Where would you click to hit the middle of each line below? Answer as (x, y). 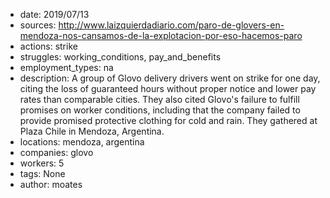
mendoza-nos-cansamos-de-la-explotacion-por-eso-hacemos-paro (161, 35)
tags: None (42, 173)
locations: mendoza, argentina (82, 142)
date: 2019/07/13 (54, 14)
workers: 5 (42, 163)
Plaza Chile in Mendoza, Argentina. (92, 131)
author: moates (51, 184)
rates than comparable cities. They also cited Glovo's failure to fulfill (159, 99)
